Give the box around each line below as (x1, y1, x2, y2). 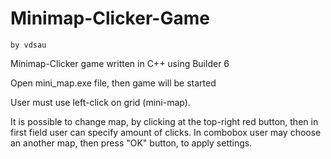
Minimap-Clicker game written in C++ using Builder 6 (10, 57, 230, 69)
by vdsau (10, 40, 47, 50)
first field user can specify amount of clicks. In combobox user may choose (10, 126, 322, 138)
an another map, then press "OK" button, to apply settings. (10, 137, 253, 149)
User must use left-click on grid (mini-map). (10, 96, 191, 108)
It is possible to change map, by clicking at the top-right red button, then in (10, 115, 319, 127)
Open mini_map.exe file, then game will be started (10, 77, 217, 89)
